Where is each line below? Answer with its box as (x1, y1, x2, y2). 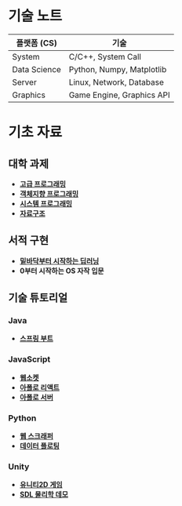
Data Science (12, 64, 61, 75)
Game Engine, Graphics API (68, 89, 170, 100)
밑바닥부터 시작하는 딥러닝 (19, 256, 100, 265)
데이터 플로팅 (19, 441, 60, 451)
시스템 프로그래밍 (19, 198, 73, 208)
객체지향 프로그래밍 (19, 189, 79, 198)
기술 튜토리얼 (8, 291, 68, 304)
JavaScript (8, 354, 51, 365)
